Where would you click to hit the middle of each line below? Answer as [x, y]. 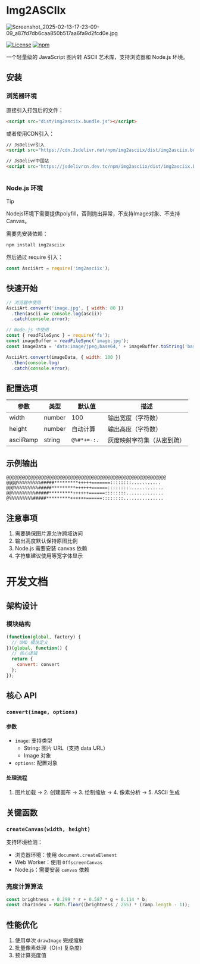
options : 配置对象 [36, 763]
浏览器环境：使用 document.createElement [66, 855]
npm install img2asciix [36, 245]
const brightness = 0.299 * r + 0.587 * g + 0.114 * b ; [77, 899]
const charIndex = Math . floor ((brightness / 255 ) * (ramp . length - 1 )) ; [98, 905]
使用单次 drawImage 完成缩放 [49, 940]
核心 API [22, 696]
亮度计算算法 [25, 887]
